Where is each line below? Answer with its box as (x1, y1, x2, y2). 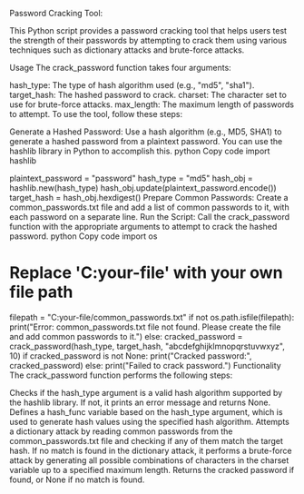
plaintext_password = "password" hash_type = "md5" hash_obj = (9, 173, 254, 183)
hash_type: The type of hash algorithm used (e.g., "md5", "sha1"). (9, 80, 255, 90)
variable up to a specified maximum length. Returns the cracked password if (9, 464, 295, 475)
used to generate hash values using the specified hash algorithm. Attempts (9, 416, 290, 427)
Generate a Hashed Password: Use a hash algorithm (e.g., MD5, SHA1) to (9, 126, 282, 137)
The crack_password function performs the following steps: (9, 370, 233, 380)
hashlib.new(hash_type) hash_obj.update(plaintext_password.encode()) (9, 183, 277, 193)
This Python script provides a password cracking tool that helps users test (9, 25, 288, 35)
